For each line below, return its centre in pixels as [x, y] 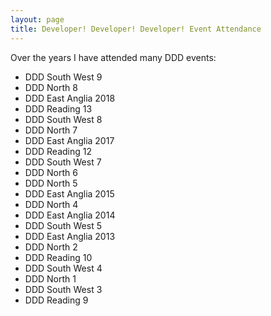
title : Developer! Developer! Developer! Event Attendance [136, 29]
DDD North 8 [51, 87]
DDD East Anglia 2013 [70, 236]
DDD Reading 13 [58, 108]
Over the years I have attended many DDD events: [113, 57]
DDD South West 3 [63, 289]
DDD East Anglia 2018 [70, 98]
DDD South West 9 [63, 77]
